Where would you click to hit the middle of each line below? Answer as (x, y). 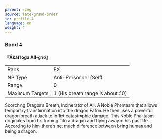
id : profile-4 (20, 19)
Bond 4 (14, 45)
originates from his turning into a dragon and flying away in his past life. (77, 121)
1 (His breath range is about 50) (90, 93)
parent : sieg (18, 10)
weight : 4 (15, 28)
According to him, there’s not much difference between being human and (79, 126)
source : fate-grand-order (31, 14)
